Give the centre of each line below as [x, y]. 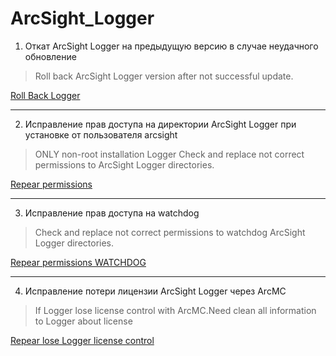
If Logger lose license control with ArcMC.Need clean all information [175, 310]
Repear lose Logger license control [82, 340]
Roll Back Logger [45, 95]
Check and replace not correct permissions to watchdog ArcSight [170, 232]
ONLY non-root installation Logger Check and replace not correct [169, 154]
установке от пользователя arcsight [101, 134]
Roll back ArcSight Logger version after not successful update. [164, 76]
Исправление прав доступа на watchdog [112, 213]
